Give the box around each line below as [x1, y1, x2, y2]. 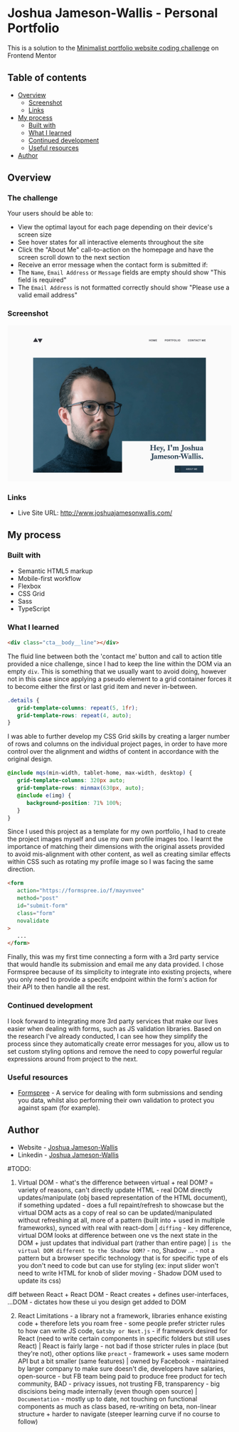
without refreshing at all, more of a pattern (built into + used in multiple [17, 1216, 225, 1224]
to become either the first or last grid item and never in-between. [7, 682, 198, 690]
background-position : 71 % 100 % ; [26, 799, 122, 806]
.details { [7, 697, 40, 704]
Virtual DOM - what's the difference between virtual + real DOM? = [17, 1178, 214, 1187]
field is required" [17, 276, 67, 284]
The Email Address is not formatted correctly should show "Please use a [17, 283, 230, 292]
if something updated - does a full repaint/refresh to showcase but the [17, 1200, 224, 1209]
